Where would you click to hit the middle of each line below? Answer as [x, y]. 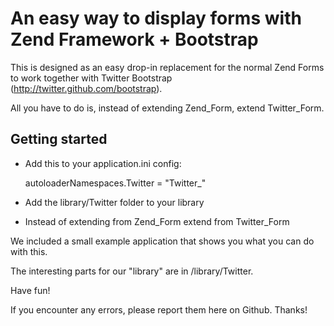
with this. [29, 251]
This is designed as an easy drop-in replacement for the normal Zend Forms [167, 67]
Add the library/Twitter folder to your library [114, 202]
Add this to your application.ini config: [103, 163]
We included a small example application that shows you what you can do [162, 241]
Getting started [59, 139]
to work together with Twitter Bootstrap [91, 78]
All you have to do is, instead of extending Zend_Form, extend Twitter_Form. [167, 108]
